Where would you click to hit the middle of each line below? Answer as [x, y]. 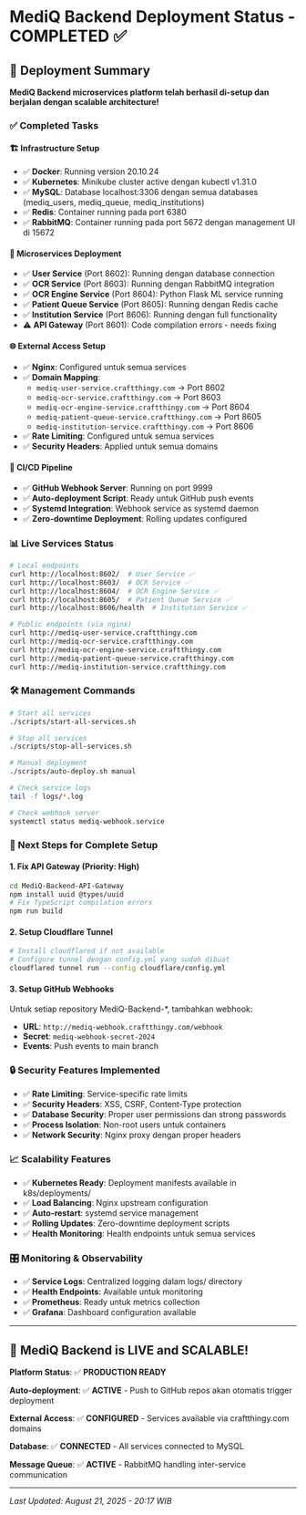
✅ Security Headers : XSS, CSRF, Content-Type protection [132, 1104]
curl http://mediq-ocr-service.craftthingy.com [102, 642]
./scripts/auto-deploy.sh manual [73, 772]
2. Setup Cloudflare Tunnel [61, 931]
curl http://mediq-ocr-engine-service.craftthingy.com [116, 649]
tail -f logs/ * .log [46, 796]
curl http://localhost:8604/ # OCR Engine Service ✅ [115, 591]
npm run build [36, 911]
